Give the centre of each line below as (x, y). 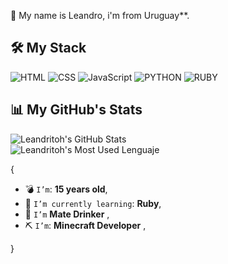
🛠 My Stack (48, 48)
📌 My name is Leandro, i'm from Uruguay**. (100, 15)
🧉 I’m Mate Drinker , (67, 214)
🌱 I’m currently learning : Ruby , (93, 203)
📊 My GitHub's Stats (76, 110)
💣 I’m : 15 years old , (66, 189)
